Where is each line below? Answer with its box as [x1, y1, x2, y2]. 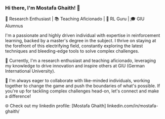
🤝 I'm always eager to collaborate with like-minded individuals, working [5, 78, 150, 84]
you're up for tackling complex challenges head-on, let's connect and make [5, 88, 159, 94]
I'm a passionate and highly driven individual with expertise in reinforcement [5, 32, 161, 38]
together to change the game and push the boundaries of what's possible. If [5, 83, 161, 89]
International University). [5, 68, 55, 74]
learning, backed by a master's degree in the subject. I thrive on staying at [5, 38, 157, 44]
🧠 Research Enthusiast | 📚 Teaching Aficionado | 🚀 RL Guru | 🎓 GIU [5, 16, 145, 22]
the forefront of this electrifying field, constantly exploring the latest [5, 43, 143, 49]
